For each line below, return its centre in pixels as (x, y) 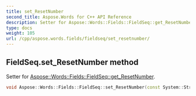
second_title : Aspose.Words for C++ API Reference (69, 17)
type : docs (19, 28)
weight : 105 (20, 33)
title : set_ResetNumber (35, 11)
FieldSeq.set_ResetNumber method (72, 62)
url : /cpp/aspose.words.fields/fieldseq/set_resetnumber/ (78, 39)
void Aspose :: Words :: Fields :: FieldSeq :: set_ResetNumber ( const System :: (95, 87)
